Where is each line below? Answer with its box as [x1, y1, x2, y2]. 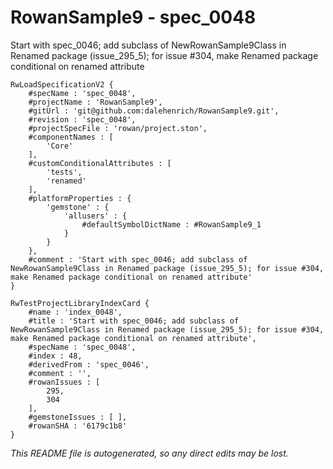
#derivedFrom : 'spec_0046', [28, 359, 150, 370]
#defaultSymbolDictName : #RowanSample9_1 [81, 219, 262, 230]
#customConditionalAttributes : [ [28, 158, 172, 168]
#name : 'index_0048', [28, 307, 123, 317]
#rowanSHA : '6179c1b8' [28, 421, 128, 431]
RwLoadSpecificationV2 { [10, 79, 114, 90]
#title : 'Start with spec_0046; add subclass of [28, 316, 240, 326]
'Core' [46, 141, 74, 151]
